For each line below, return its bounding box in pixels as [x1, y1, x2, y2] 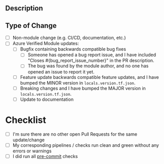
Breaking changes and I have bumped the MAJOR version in [20, 85, 146, 91]
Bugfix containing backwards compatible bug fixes [20, 46, 127, 52]
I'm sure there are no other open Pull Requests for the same [12, 131, 138, 137]
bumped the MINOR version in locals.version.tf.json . [20, 79, 136, 86]
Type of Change [5, 21, 57, 30]
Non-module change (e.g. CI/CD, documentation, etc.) [12, 35, 126, 41]
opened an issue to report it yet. [27, 68, 95, 75]
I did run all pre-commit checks [12, 153, 78, 159]
